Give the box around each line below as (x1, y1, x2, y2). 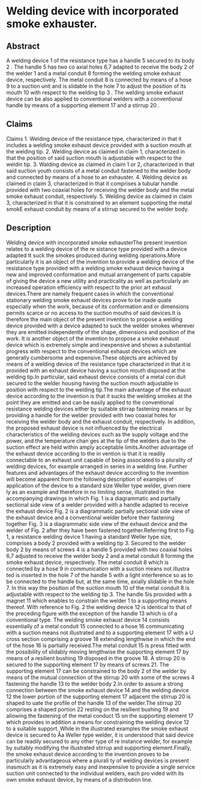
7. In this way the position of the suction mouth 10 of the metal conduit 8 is (6, 584, 190, 591)
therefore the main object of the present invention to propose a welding (6, 315, 183, 323)
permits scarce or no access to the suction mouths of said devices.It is (6, 309, 181, 317)
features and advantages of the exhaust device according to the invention (6, 469, 189, 476)
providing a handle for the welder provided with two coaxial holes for (6, 411, 176, 419)
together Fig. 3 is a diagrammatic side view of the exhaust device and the (6, 520, 188, 527)
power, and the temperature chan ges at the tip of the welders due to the (6, 437, 186, 444)
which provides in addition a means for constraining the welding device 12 (6, 718, 190, 726)
